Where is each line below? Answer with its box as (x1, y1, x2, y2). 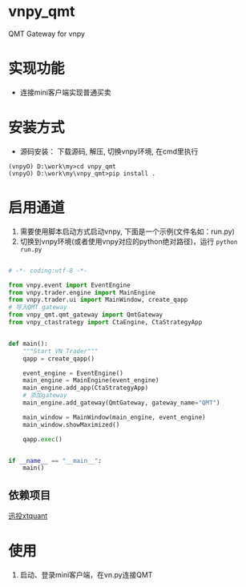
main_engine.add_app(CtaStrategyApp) (22, 384, 149, 392)
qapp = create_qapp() (22, 355, 95, 363)
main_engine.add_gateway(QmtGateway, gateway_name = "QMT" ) (22, 399, 220, 407)
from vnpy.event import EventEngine (8, 281, 131, 289)
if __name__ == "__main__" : (8, 456, 103, 464)
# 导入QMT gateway (8, 304, 67, 312)
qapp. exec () (22, 435, 63, 443)
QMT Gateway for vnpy (8, 29, 86, 38)
